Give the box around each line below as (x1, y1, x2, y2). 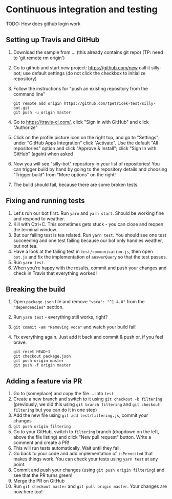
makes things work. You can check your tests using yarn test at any (13, 456, 158, 462)
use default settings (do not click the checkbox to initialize (23, 70, 146, 76)
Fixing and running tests (6, 196, 85, 205)
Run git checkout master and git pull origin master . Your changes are (13, 483, 167, 489)
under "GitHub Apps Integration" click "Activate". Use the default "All (13, 140, 158, 146)
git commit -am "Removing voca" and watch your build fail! (13, 324, 137, 330)
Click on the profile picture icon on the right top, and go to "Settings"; (13, 134, 160, 140)
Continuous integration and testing (6, 4, 158, 15)
